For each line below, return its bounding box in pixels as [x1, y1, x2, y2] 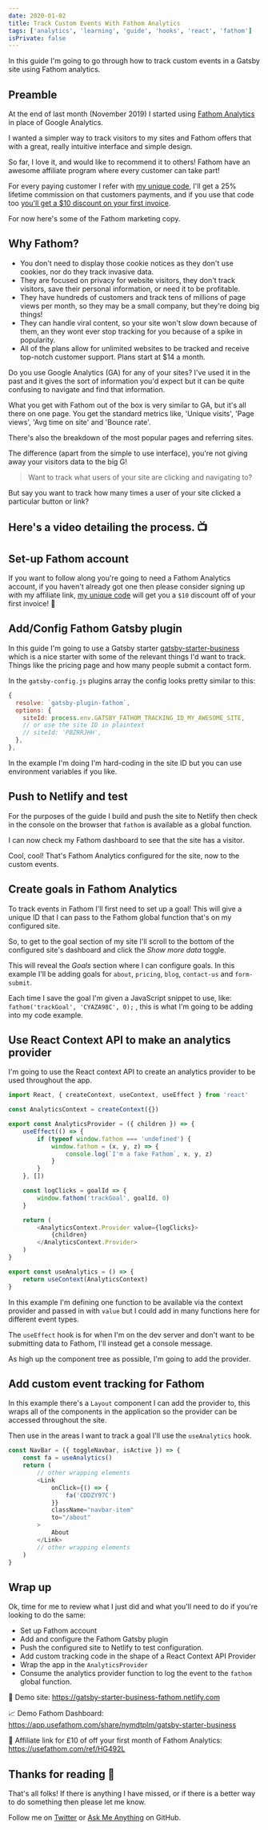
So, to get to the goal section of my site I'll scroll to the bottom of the [8, 936, 234, 946]
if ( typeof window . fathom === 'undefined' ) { [37, 1135, 192, 1143]
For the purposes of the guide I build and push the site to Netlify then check [8, 811, 258, 820]
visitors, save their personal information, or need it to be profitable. [19, 284, 241, 294]
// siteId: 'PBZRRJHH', [22, 729, 102, 737]
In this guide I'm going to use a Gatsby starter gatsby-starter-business [8, 643, 240, 653]
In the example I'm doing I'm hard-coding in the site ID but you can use [8, 758, 242, 767]
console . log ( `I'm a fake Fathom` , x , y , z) [65, 1150, 214, 1158]
